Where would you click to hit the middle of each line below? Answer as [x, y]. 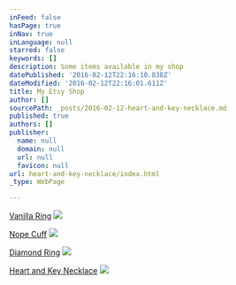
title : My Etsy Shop [47, 91]
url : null [35, 157]
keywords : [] [33, 58]
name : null [37, 141]
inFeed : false [35, 17]
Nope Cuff [28, 235]
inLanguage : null [41, 42]
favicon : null [43, 166]
